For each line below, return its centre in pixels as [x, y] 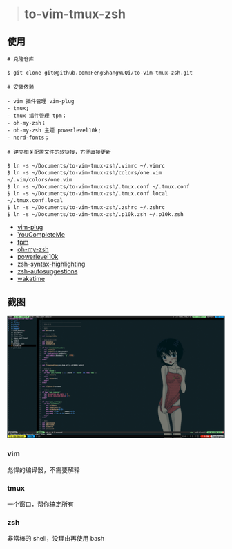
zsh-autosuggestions [47, 271]
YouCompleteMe [41, 234]
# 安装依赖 [21, 87]
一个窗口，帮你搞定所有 [40, 504]
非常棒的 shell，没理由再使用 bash [56, 539]
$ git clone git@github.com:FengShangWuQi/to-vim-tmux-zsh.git [100, 73]
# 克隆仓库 [21, 59]
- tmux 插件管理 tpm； [37, 116]
